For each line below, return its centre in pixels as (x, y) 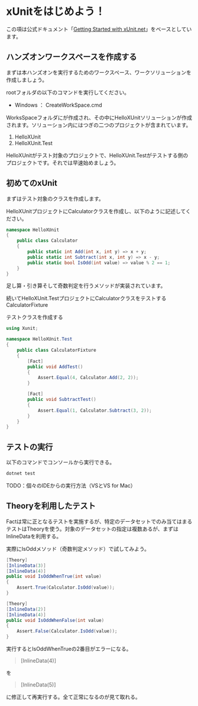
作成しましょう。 (27, 79)
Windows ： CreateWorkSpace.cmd (58, 105)
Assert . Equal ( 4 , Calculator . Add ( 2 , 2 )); (88, 378)
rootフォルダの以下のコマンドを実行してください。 (68, 92)
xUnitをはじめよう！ (56, 12)
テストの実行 (30, 447)
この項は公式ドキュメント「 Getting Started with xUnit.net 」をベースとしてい (99, 29)
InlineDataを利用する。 (34, 536)
